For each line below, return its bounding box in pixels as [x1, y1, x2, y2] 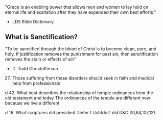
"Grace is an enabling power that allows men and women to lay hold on [5, 4, 148, 10]
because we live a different [5, 100, 60, 106]
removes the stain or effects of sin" [5, 56, 76, 62]
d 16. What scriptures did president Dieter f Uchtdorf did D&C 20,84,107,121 [5, 109, 156, 115]
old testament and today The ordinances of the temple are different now [5, 95, 151, 100]
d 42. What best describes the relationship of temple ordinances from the [5, 90, 153, 96]
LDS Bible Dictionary [12, 19, 54, 24]
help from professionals [12, 80, 60, 86]
